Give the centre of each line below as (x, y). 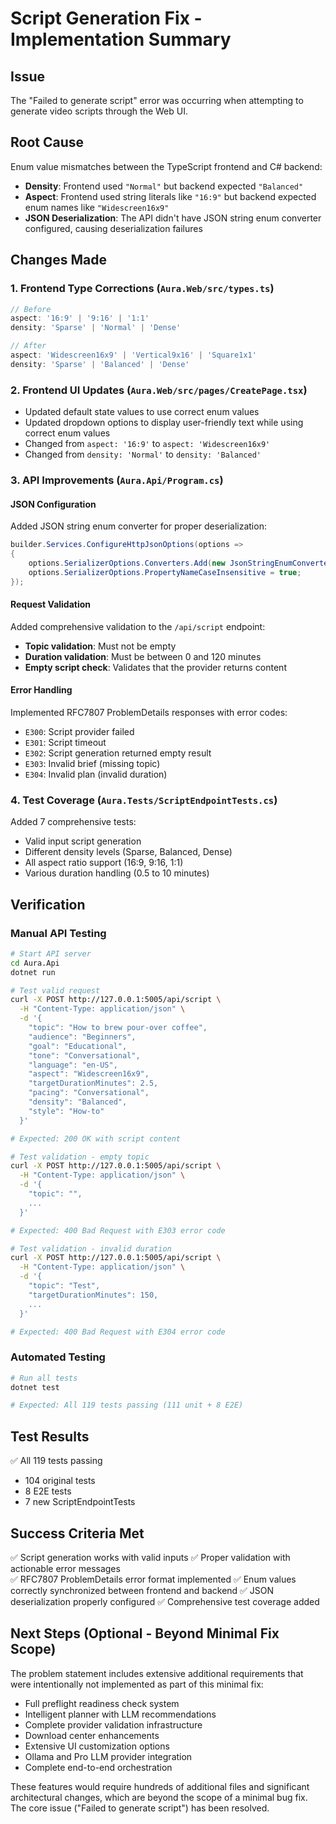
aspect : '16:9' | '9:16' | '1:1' (80, 318)
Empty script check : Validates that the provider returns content (155, 667)
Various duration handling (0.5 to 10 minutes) (117, 873)
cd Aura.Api (35, 963)
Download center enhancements (92, 1735)
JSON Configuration (53, 504)
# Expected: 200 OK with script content (96, 1138)
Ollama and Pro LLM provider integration (108, 1756)
